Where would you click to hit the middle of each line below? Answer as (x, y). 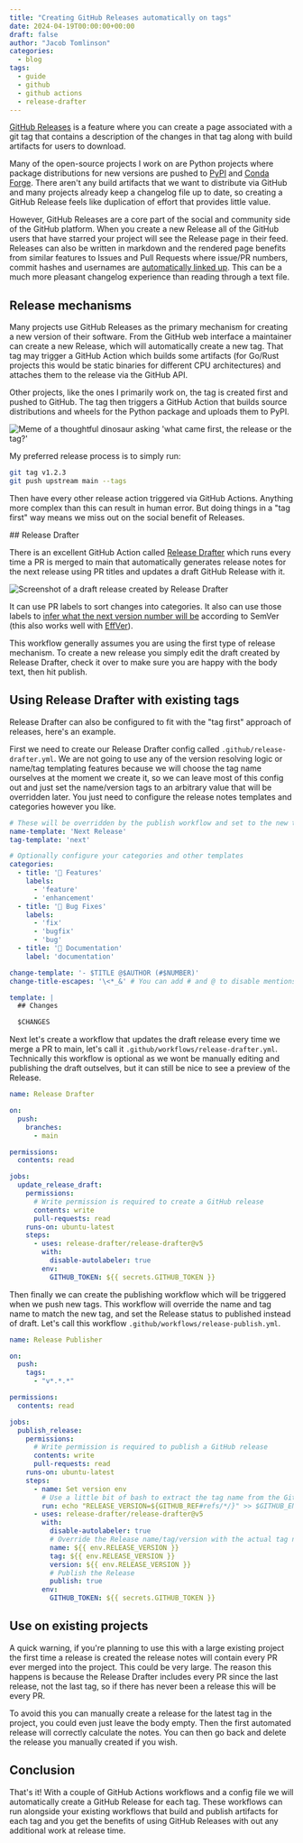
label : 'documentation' (70, 957)
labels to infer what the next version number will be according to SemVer (144, 616)
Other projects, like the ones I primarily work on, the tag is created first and (149, 392)
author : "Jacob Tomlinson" (60, 43)
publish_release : (50, 1430)
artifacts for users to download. (68, 146)
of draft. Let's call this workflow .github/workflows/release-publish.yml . (145, 1323)
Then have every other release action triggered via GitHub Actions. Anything (151, 498)
